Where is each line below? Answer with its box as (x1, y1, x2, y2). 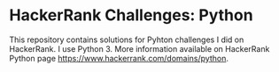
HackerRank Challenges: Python (9, 5, 254, 25)
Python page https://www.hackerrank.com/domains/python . (9, 53, 229, 63)
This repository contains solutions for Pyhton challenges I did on (9, 34, 244, 45)
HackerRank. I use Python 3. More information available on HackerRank (9, 43, 270, 54)
